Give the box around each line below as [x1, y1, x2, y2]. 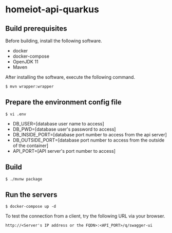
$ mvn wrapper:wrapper [5, 84, 54, 89]
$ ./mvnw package [5, 176, 43, 182]
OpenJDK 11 [12, 59, 39, 65]
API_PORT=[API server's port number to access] [12, 148, 116, 154]
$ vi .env [5, 112, 27, 117]
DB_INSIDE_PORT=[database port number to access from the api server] [12, 131, 167, 137]
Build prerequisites [5, 24, 68, 33]
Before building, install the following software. [5, 38, 102, 44]
